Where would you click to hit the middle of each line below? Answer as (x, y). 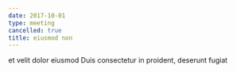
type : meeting (32, 23)
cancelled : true (35, 30)
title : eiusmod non (41, 38)
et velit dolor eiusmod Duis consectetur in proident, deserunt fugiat (118, 60)
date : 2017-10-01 (37, 15)
